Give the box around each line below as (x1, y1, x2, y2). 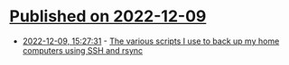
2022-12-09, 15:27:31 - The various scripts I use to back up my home (22, 36, 280, 46)
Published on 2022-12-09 (9, 6, 207, 27)
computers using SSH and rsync (22, 45, 144, 55)
